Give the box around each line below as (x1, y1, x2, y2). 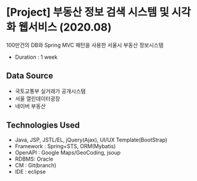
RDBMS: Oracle (14, 155, 54, 162)
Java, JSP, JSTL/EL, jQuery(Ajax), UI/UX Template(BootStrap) (14, 136, 168, 143)
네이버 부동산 (14, 102, 46, 110)
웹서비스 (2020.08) (18, 20, 112, 34)
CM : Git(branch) (14, 161, 57, 168)
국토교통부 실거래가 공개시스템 (14, 88, 86, 95)
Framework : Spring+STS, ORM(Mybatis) (14, 142, 116, 150)
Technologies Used (6, 120, 80, 131)
